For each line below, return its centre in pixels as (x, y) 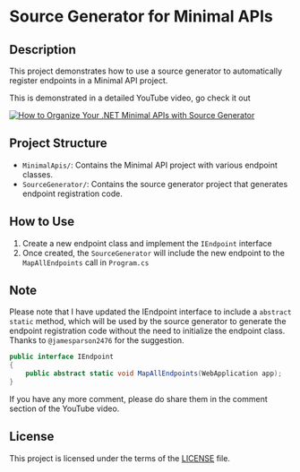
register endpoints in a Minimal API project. (89, 81)
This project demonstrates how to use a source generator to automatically (146, 71)
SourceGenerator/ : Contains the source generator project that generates (155, 184)
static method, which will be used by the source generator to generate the (148, 322)
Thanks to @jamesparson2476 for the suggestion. (97, 340)
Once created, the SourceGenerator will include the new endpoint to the (153, 253)
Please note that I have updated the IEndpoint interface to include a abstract (150, 312)
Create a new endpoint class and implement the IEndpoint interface (147, 243)
